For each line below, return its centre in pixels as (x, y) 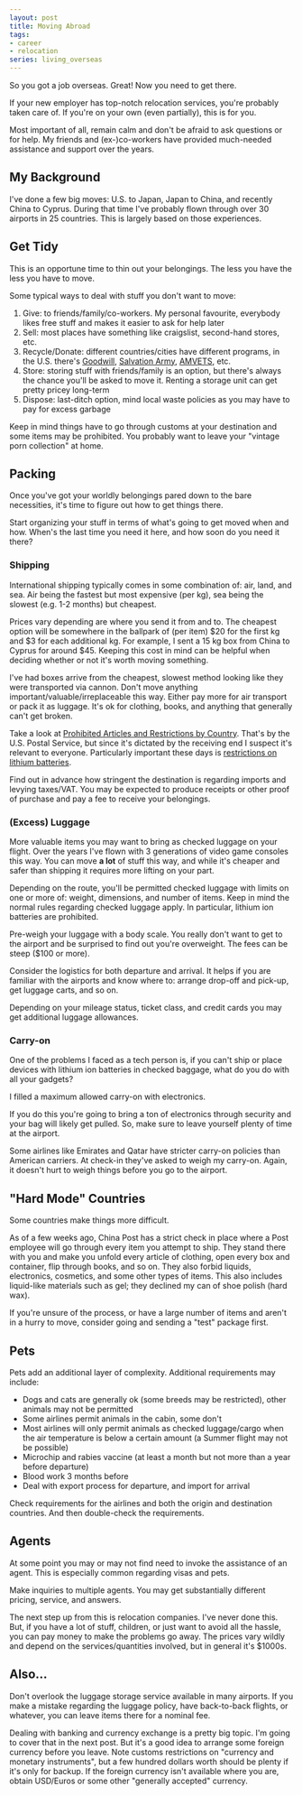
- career (26, 43)
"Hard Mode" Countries (78, 1198)
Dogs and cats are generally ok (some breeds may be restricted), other (154, 1399)
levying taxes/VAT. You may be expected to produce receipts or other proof (150, 789)
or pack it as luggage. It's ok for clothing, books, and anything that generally (151, 706)
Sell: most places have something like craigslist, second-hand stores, (151, 332)
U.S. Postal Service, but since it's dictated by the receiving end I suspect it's (151, 743)
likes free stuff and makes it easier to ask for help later (124, 322)
